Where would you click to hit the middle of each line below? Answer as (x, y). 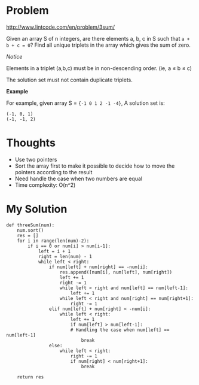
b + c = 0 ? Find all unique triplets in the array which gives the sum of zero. (99, 45)
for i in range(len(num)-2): (53, 241)
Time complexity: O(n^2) (45, 185)
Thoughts (31, 143)
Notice (14, 56)
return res (30, 377)
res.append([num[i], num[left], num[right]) (116, 272)
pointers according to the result (53, 172)
